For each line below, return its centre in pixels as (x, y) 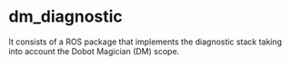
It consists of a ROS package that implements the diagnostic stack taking (145, 42)
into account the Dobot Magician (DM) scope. (94, 51)
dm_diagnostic (66, 17)
